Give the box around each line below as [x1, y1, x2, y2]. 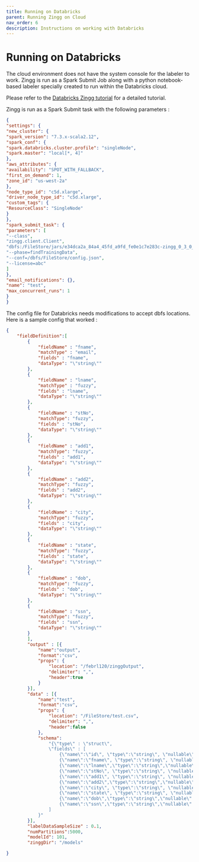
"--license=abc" [6, 260, 46, 267]
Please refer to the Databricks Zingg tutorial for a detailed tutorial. [6, 94, 166, 101]
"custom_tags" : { [6, 200, 49, 206]
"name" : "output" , [37, 647, 81, 653]
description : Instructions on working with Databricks [6, 25, 145, 31]
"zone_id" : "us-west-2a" [6, 178, 68, 184]
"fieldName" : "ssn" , [37, 608, 92, 614]
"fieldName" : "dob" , [37, 575, 92, 581]
